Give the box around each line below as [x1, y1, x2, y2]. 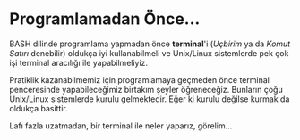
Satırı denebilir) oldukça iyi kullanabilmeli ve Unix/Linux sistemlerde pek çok [9, 47, 289, 58]
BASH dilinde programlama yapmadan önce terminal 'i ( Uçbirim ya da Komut [9, 38, 291, 49]
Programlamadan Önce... [9, 9, 201, 29]
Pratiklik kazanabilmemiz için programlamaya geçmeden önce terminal [9, 74, 270, 85]
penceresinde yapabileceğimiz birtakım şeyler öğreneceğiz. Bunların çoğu [9, 84, 284, 95]
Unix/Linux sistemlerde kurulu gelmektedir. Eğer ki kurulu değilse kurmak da [9, 94, 290, 104]
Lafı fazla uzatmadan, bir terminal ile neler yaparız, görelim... [9, 120, 233, 131]
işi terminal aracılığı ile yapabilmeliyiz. [9, 57, 149, 68]
